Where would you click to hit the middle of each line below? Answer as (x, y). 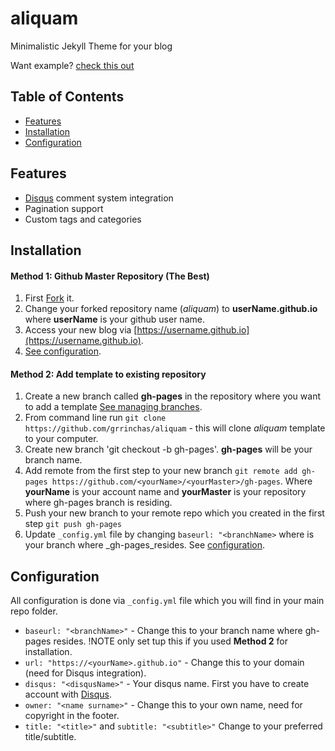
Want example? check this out (72, 65)
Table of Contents (67, 97)
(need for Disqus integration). (85, 673)
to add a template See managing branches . (113, 407)
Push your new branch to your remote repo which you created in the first (174, 513)
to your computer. (61, 439)
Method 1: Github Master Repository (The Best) (110, 276)
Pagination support (64, 208)
